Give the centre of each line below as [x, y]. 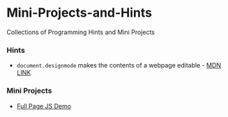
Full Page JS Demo [44, 106]
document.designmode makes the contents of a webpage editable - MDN [119, 65]
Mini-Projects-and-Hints [79, 13]
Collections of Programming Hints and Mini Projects [81, 32]
